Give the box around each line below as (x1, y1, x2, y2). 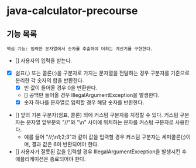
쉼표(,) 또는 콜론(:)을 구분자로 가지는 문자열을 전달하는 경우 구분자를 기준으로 (15, 69, 190, 76)
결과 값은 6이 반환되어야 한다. (32, 141, 99, 148)
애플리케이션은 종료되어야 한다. (15, 156, 87, 163)
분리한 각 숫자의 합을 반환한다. (15, 77, 84, 84)
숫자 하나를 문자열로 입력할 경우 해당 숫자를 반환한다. (23, 99, 145, 106)
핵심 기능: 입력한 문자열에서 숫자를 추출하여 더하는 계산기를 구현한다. (6, 46, 153, 52)
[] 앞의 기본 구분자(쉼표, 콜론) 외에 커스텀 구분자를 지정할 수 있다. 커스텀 (15, 112, 179, 119)
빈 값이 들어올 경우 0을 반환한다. (23, 84, 98, 92)
